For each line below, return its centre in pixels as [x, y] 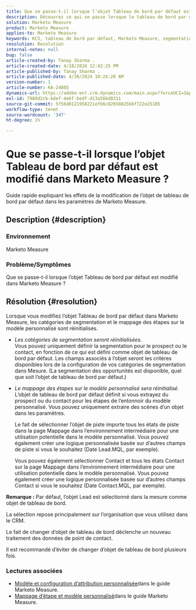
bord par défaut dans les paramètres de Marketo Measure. [76, 202]
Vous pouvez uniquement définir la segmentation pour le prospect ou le [101, 346]
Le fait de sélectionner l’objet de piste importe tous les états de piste [97, 424]
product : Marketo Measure [37, 28]
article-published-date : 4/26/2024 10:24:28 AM [65, 77]
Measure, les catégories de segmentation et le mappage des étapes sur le [95, 322]
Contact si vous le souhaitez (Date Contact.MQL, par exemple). [90, 485]
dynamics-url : [23, 93]
